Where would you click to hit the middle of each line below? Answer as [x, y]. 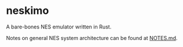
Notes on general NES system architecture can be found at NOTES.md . [92, 38]
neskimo [28, 11]
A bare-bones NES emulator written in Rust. [59, 27]
